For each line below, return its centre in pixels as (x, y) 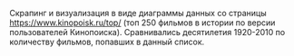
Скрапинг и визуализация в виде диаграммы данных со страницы (138, 13)
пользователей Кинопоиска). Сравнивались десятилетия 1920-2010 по (147, 32)
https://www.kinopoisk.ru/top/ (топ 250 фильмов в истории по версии (142, 23)
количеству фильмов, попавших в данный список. (107, 42)
